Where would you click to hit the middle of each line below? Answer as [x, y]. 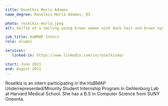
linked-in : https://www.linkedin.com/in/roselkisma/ [68, 55]
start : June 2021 [23, 64]
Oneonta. [15, 99]
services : [15, 51]
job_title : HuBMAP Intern [32, 37]
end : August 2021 [23, 69]
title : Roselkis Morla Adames [37, 10]
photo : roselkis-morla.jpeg [34, 23]
